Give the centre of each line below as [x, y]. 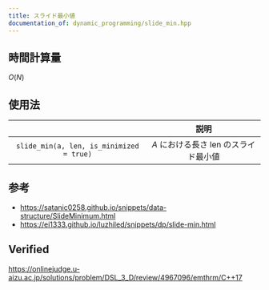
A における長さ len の [192, 145]
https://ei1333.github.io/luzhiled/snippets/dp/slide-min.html [118, 224]
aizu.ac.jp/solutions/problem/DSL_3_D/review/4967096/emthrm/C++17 [125, 277]
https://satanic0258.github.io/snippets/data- [93, 207]
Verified [29, 250]
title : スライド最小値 [42, 16]
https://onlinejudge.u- [44, 268]
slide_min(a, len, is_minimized [77, 146]
